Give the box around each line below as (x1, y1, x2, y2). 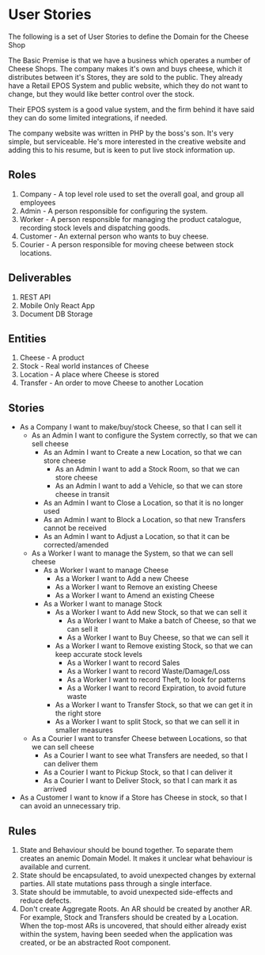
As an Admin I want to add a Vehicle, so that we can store (55, 481, 243, 491)
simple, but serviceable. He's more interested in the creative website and (8, 136, 247, 146)
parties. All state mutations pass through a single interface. (19, 879, 212, 888)
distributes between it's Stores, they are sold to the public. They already (8, 72, 243, 82)
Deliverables (8, 271, 72, 285)
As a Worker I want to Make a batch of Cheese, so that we (66, 616, 257, 625)
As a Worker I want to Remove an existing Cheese (55, 583, 218, 592)
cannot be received (43, 523, 107, 533)
